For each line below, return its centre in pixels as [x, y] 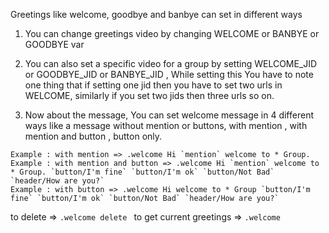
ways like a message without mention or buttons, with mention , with [166, 125]
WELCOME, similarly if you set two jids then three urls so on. [149, 95]
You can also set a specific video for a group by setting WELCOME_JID [171, 63]
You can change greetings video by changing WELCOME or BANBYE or [172, 33]
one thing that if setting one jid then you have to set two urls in [153, 85]
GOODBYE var [54, 44]
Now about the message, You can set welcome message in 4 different [169, 115]
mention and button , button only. [93, 136]
